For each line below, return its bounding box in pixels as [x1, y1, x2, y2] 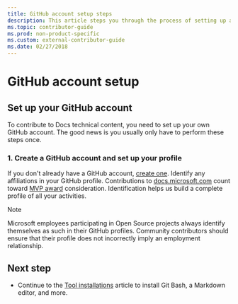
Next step [7, 262, 52, 274]
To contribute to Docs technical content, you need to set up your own [7, 121, 210, 129]
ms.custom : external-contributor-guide [7, 37, 125, 44]
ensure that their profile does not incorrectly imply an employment [7, 234, 200, 242]
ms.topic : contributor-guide [7, 23, 93, 30]
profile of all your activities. [7, 192, 87, 200]
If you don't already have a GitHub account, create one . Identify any [7, 169, 205, 177]
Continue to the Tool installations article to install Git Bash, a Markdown [17, 281, 225, 290]
